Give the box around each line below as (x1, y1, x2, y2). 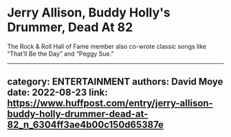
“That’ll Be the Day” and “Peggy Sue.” (7, 50, 114, 58)
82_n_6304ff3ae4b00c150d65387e (7, 119, 164, 131)
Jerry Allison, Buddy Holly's (7, 5, 170, 21)
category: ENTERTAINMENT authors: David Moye (7, 76, 223, 87)
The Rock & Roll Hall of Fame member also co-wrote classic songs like (7, 42, 207, 50)
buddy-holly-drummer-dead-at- (7, 108, 148, 120)
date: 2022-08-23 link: (7, 87, 108, 98)
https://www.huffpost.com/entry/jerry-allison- (7, 98, 213, 109)
